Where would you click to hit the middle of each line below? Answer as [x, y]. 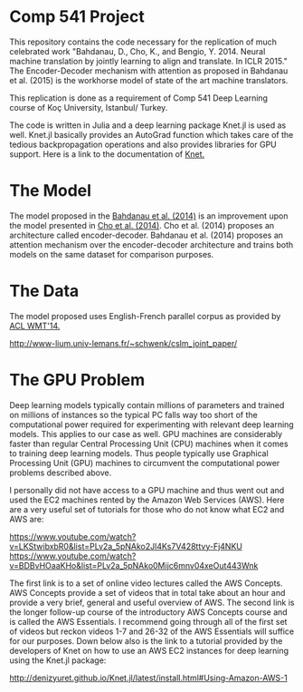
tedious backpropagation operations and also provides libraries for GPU [143, 144]
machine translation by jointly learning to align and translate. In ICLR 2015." [148, 61]
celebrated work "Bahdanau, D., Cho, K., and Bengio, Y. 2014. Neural [137, 51]
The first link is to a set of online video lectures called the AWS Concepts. [146, 583]
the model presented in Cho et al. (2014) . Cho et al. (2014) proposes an [142, 225]
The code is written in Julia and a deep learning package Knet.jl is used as [148, 125]
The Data [44, 291]
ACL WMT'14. [35, 326]
